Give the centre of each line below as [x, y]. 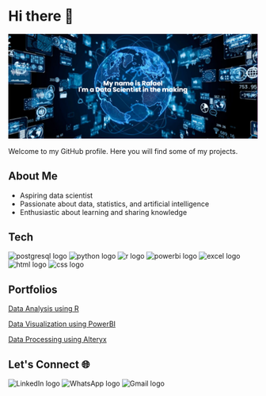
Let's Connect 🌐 [49, 364]
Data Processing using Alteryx [57, 340]
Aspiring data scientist [56, 195]
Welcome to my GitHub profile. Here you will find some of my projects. [123, 151]
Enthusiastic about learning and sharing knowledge [103, 212]
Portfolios [33, 289]
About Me [33, 177]
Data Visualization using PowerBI [62, 324]
